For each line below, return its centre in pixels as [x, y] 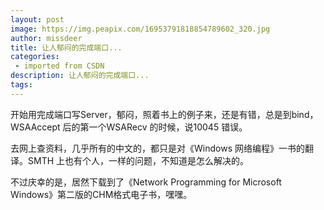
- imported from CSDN [59, 66]
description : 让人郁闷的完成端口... [80, 76]
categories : [35, 57]
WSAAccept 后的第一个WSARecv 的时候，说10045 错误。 [129, 127]
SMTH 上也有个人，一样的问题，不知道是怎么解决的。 [138, 160]
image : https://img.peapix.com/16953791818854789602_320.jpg [140, 29]
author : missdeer [46, 38]
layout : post [37, 19]
